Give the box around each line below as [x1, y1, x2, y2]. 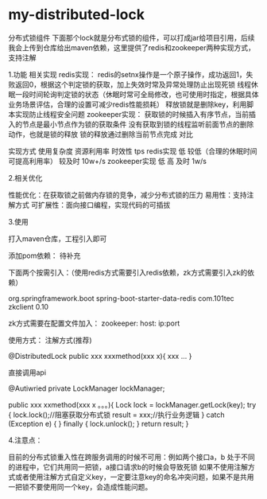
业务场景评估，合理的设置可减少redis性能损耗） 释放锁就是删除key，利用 [8, 99, 247, 109]
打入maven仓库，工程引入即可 [8, 233, 107, 244]
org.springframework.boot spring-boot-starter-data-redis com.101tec [8, 293, 234, 303]
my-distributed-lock [8, 6, 145, 24]
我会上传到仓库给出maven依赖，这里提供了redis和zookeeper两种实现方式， [8, 42, 256, 53]
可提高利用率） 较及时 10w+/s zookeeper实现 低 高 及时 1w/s [8, 156, 207, 166]
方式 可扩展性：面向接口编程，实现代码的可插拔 [14, 200, 171, 209]
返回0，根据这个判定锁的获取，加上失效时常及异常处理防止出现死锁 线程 [14, 80, 252, 89]
